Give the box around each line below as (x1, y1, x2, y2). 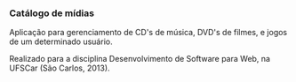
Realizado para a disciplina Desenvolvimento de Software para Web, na (9, 54, 271, 64)
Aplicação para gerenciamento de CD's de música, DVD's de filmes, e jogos (9, 27, 288, 38)
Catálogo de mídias (9, 7, 95, 19)
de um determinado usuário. (9, 36, 113, 47)
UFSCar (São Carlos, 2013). (9, 63, 110, 73)
